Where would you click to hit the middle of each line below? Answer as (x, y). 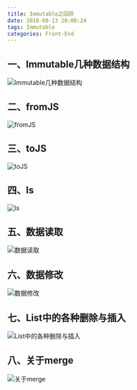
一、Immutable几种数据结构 (68, 64)
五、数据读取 (35, 232)
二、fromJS (33, 107)
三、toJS (27, 149)
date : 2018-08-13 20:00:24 (47, 21)
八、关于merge (41, 361)
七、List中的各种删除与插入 (67, 317)
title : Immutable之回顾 (41, 14)
